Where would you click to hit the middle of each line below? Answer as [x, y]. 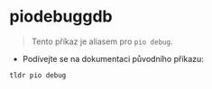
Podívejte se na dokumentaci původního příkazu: [113, 58]
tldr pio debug [38, 75]
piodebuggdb [61, 17]
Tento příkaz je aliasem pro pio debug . [102, 41]
